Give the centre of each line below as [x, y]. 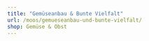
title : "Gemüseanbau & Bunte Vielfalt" [65, 14]
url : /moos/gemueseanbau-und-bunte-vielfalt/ [74, 20]
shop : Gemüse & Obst [37, 26]
